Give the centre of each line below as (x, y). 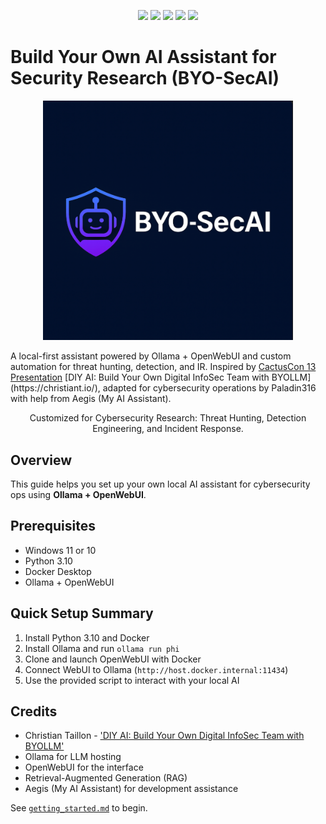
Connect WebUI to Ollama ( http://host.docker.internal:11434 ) (156, 669)
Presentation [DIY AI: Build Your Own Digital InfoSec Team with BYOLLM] (161, 377)
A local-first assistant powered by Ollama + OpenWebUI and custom (151, 356)
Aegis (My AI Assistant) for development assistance (131, 789)
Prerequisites (53, 526)
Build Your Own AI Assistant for (143, 57)
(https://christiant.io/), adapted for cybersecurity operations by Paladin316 (163, 388)
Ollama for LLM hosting (73, 757)
